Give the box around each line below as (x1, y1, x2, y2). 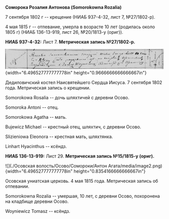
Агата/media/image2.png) (108, 163, 162, 169)
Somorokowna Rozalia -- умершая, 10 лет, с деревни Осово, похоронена (5, 193, 160, 199)
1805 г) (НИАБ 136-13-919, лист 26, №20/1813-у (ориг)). (5, 29, 123, 35)
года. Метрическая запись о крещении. (5, 85, 91, 91)
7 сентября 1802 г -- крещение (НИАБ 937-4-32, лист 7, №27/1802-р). (5, 14, 155, 20)
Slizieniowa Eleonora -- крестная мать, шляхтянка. (5, 133, 113, 140)
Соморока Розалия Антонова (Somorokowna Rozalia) (5, 5, 122, 10)
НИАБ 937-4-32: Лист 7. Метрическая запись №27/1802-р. (5, 39, 136, 45)
